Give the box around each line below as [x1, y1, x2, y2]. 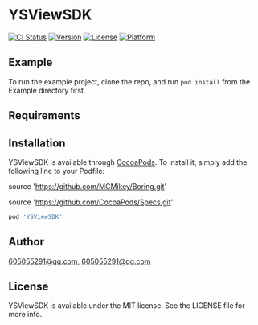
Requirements [8, 109, 80, 122]
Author [8, 235, 44, 249]
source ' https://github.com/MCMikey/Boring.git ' [8, 181, 167, 191]
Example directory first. [8, 85, 86, 95]
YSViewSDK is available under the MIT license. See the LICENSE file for [8, 301, 245, 311]
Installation [8, 136, 66, 150]
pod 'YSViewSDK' [8, 212, 63, 220]
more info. [8, 310, 43, 319]
